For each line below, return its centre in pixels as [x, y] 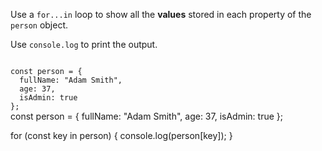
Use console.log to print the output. [84, 44]
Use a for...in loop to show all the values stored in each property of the [161, 14]
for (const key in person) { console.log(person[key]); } [121, 135]
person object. [39, 25]
